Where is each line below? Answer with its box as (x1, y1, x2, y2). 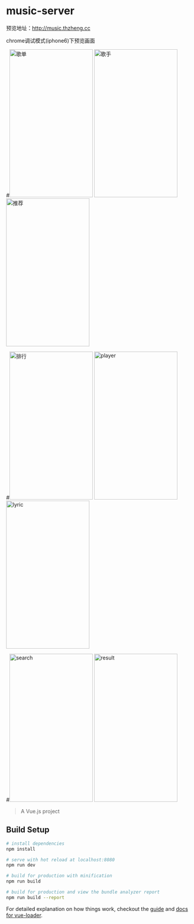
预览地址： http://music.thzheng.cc (6, 24, 90, 31)
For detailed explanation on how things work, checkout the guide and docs (6, 905, 188, 912)
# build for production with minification (6, 873, 112, 879)
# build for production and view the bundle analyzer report (6, 889, 160, 895)
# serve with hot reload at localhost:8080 (6, 857, 115, 862)
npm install (6, 846, 35, 852)
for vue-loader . (6, 912, 43, 919)
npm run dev (6, 862, 35, 868)
